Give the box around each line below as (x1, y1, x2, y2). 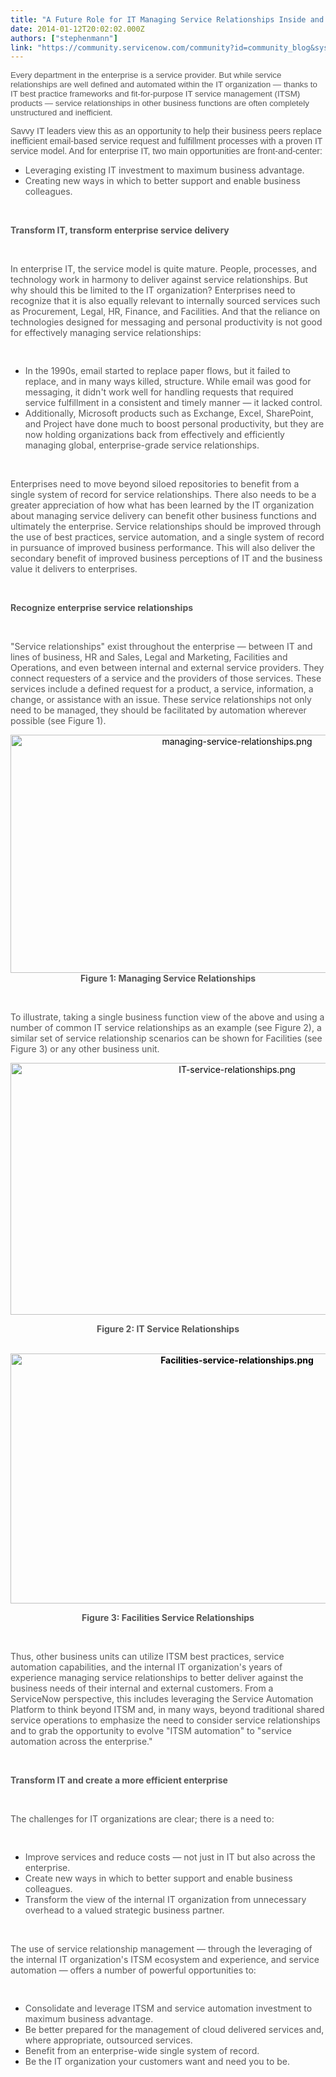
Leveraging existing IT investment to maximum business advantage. (24, 164, 305, 176)
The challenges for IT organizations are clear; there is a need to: (10, 1813, 275, 1825)
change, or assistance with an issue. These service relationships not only (10, 694, 312, 706)
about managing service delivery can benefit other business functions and (10, 510, 317, 522)
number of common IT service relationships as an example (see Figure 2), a (10, 1022, 322, 1034)
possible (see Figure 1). (10, 715, 107, 727)
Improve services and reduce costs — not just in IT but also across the (24, 1851, 316, 1863)
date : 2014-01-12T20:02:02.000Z (10, 24, 145, 34)
